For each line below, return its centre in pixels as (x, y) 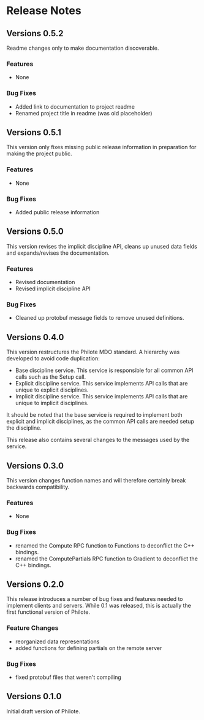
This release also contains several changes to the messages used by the (98, 440)
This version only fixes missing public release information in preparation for (101, 147)
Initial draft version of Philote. (43, 711)
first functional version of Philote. (48, 612)
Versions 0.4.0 (35, 337)
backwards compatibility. (38, 487)
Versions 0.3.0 (35, 466)
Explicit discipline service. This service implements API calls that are (101, 384)
